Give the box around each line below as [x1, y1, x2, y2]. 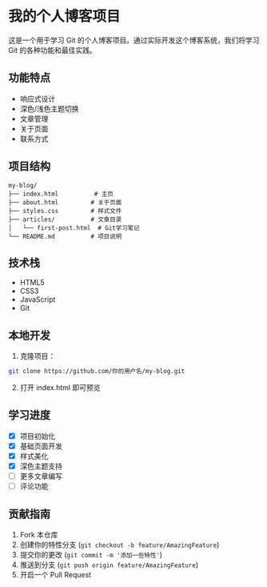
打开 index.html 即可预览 [19, 383, 101, 392]
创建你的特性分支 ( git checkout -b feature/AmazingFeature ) [19, 540, 220, 549]
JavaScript [19, 295, 56, 304]
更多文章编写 [19, 472, 62, 481]
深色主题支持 [19, 461, 62, 471]
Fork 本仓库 [19, 530, 58, 540]
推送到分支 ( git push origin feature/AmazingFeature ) [19, 560, 198, 569]
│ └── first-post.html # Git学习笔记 [8, 223, 140, 232]
